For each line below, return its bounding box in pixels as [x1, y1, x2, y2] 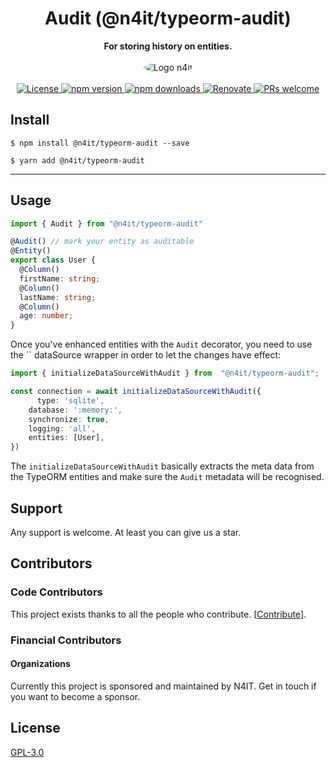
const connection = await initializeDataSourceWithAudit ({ [10, 387, 262, 397]
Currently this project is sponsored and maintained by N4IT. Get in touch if [10, 680, 317, 692]
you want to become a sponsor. [10, 690, 141, 702]
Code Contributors [10, 585, 103, 599]
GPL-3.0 [10, 746, 45, 758]
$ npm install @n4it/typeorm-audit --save [10, 138, 190, 148]
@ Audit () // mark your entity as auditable [10, 237, 195, 247]
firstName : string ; [19, 273, 101, 284]
